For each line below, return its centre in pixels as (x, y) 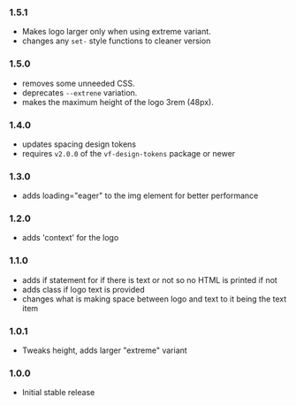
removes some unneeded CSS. (78, 83)
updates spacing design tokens (79, 144)
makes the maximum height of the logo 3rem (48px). (118, 102)
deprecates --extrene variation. (80, 92)
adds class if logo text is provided (83, 289)
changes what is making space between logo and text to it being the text (154, 299)
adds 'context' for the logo (70, 238)
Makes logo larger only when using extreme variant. (117, 32)
